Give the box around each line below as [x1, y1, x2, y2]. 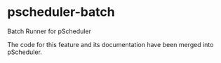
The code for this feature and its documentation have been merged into [7, 40, 214, 48]
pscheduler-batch [7, 4, 115, 20]
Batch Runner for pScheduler [7, 27, 91, 35]
